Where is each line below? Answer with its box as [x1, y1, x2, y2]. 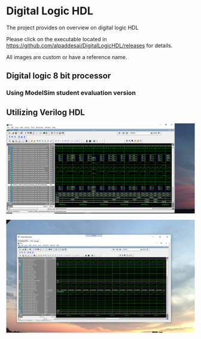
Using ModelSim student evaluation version [6, 88, 136, 97]
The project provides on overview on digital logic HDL [6, 24, 139, 31]
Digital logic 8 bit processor [6, 71, 111, 81]
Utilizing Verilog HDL [6, 107, 85, 117]
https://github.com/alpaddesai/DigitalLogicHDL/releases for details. [6, 42, 173, 49]
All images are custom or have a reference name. [6, 53, 127, 60]
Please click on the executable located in [6, 35, 107, 42]
